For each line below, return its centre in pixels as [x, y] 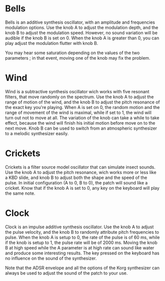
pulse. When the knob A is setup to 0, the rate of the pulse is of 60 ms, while [82, 237]
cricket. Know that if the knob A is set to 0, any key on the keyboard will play [82, 188]
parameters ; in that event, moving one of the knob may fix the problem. [78, 58]
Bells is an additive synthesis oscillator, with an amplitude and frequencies [80, 22]
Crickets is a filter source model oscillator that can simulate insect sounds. [80, 167]
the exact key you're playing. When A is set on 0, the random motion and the [82, 107]
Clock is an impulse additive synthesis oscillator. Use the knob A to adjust [79, 227]
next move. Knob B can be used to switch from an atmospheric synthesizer [81, 128]
